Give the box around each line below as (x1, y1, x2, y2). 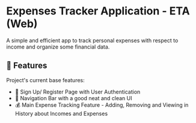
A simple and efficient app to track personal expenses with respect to (6, 37, 179, 44)
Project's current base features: (6, 76, 85, 83)
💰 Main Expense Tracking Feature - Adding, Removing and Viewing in (14, 101, 189, 109)
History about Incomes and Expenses (14, 110, 108, 117)
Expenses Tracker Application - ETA (6, 4, 191, 18)
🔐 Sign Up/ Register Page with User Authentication (14, 88, 141, 95)
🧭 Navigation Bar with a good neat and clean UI (14, 94, 132, 101)
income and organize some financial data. (6, 43, 110, 50)
